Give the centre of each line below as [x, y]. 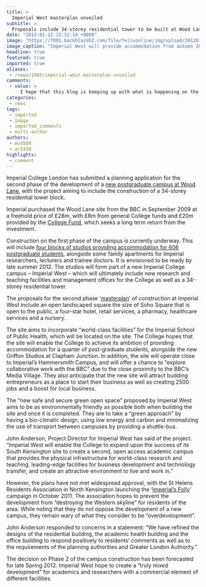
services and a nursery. [36, 318]
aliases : [17, 69]
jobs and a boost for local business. [51, 389]
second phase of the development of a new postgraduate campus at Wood [101, 184]
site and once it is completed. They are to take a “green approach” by [94, 414]
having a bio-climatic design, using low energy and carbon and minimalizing [102, 420]
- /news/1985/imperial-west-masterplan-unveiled [72, 75]
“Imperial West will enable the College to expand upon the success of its [98, 445]
